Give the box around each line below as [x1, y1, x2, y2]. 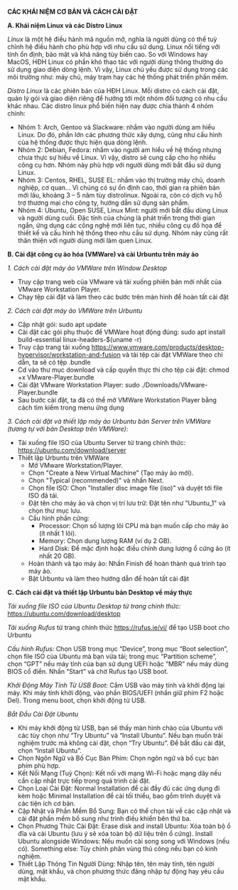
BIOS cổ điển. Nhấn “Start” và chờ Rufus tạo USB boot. [7, 667, 168, 675]
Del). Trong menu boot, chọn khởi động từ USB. [7, 696, 147, 704]
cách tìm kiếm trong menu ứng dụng [17, 403, 124, 412]
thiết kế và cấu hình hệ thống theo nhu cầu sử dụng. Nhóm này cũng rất [17, 229, 229, 237]
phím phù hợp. [17, 761, 60, 770]
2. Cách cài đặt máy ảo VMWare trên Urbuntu [7, 306, 143, 315]
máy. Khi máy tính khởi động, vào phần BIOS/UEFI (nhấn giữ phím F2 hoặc [7, 689, 225, 697]
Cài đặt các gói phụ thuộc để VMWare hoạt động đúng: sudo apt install [17, 328, 226, 336]
